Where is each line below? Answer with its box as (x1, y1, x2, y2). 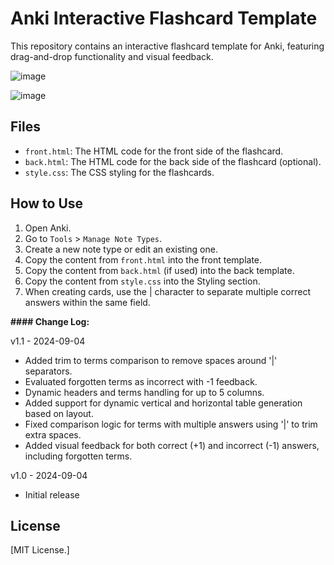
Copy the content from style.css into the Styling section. (24, 275, 261, 287)
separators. (24, 365, 73, 377)
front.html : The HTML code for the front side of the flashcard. (24, 145, 284, 157)
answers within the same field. (24, 296, 151, 308)
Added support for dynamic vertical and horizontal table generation (24, 397, 303, 409)
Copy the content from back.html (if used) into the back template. (24, 264, 295, 276)
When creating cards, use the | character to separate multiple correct (24, 285, 311, 297)
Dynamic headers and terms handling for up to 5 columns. (24, 386, 265, 398)
